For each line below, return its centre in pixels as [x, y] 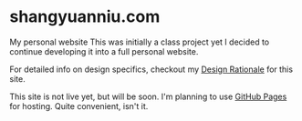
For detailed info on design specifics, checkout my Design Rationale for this [151, 69]
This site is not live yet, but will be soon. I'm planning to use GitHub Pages [148, 96]
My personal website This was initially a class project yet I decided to [140, 42]
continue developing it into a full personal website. [104, 51]
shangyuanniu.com [85, 17]
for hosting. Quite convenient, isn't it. [79, 106]
